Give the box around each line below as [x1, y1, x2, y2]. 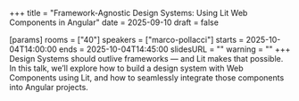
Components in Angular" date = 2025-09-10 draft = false [9, 17, 219, 28]
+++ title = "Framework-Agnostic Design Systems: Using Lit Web [9, 8, 248, 18]
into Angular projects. [9, 82, 89, 92]
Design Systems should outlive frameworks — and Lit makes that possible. [9, 54, 284, 63]
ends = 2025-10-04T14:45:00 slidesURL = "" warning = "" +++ [58, 44, 291, 55]
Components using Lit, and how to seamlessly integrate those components [9, 72, 285, 83]
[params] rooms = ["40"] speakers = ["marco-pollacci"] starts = [9, 35, 245, 45]
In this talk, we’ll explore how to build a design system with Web [9, 63, 244, 73]
